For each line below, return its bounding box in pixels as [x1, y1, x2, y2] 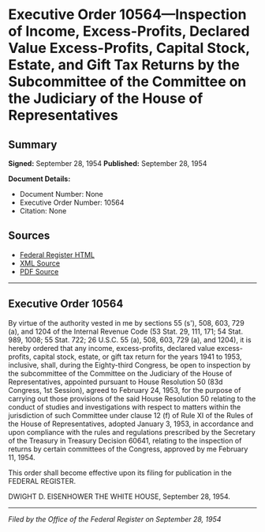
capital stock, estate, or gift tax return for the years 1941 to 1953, [32, 352, 242, 361]
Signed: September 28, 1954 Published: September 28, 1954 [8, 159, 207, 168]
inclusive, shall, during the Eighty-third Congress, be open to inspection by [8, 360, 251, 369]
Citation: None [19, 206, 67, 215]
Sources [8, 229, 50, 243]
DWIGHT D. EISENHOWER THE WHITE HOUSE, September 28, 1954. [8, 492, 231, 501]
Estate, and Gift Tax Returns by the [8, 56, 241, 74]
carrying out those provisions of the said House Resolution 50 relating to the [8, 394, 256, 403]
